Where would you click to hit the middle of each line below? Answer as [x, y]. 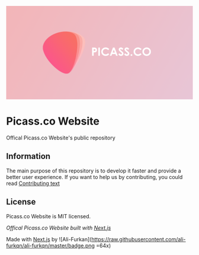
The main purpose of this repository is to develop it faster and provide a [94, 170]
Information [28, 156]
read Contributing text [33, 183]
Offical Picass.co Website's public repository [61, 138]
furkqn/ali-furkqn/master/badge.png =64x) [59, 246]
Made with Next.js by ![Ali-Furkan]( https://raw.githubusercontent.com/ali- [96, 239]
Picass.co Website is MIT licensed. [49, 216]
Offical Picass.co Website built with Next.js [59, 228]
